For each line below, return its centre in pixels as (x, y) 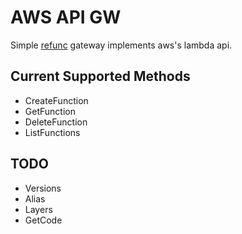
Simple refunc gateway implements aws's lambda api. (121, 45)
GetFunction (50, 111)
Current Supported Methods (100, 76)
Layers (38, 209)
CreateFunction (56, 100)
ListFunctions (52, 132)
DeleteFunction (56, 122)
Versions (43, 188)
